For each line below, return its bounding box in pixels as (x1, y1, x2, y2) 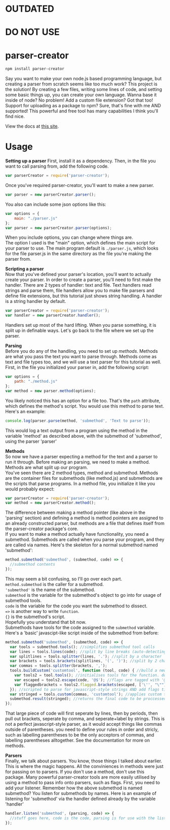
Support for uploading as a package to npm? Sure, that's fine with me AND (5, 103, 161, 109)
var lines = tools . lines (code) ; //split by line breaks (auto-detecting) (10, 649, 168, 654)
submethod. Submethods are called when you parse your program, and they (5, 537, 164, 543)
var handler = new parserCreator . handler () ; (5, 313, 101, 318)
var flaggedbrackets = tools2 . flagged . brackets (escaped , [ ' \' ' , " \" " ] (14, 682, 166, 687)
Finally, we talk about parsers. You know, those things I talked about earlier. (5, 758, 162, 764)
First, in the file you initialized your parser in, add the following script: (5, 364, 149, 371)
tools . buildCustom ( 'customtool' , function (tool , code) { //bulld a (10, 668, 157, 673)
